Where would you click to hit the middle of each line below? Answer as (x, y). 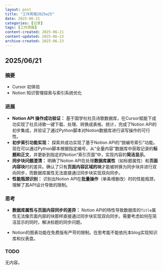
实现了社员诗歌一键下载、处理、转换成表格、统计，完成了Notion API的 (86, 124)
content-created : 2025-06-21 (34, 32)
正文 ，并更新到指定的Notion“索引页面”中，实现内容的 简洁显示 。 (84, 154)
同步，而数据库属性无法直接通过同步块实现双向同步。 (69, 173)
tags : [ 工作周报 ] (21, 28)
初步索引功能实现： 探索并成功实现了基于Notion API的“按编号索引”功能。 (85, 142)
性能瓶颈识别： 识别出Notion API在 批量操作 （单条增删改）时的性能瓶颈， (85, 179)
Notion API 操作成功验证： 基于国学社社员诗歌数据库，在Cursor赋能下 (82, 118)
